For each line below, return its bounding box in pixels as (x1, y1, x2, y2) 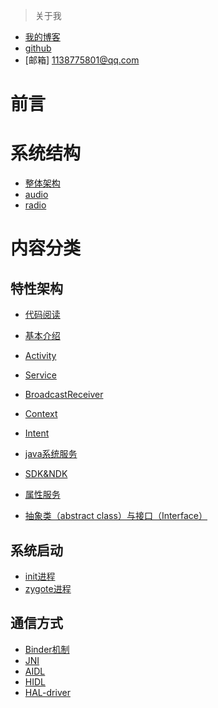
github (24, 42, 52, 54)
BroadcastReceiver (24, 389, 104, 401)
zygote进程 (24, 582, 72, 594)
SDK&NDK (24, 468, 68, 480)
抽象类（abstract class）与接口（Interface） (24, 510, 208, 522)
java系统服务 (24, 448, 78, 460)
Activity (24, 350, 57, 362)
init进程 (24, 570, 56, 582)
